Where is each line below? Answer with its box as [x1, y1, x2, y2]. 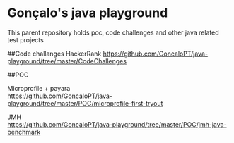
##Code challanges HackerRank [7, 49, 102, 58]
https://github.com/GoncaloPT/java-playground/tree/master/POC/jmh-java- [7, 120, 228, 128]
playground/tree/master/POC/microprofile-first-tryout [7, 99, 163, 107]
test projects [7, 35, 44, 44]
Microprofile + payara [7, 84, 71, 92]
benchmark [7, 128, 41, 136]
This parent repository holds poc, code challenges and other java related [7, 28, 219, 37]
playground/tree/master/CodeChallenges [7, 56, 127, 65]
